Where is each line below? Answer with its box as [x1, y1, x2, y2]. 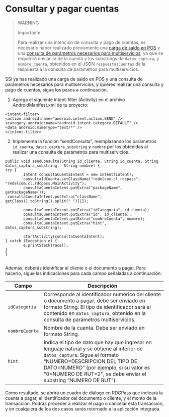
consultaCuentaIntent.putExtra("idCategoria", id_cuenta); [23, 207, 150, 212]
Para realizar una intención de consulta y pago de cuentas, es [17, 39, 146, 45]
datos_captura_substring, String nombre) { [5, 163, 100, 168]
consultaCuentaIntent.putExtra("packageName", [23, 185, 123, 190]
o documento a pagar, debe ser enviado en [43, 297, 146, 304]
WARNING [17, 20, 39, 26]
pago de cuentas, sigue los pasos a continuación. [5, 86, 108, 92]
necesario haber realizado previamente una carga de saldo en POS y [17, 44, 160, 51]
